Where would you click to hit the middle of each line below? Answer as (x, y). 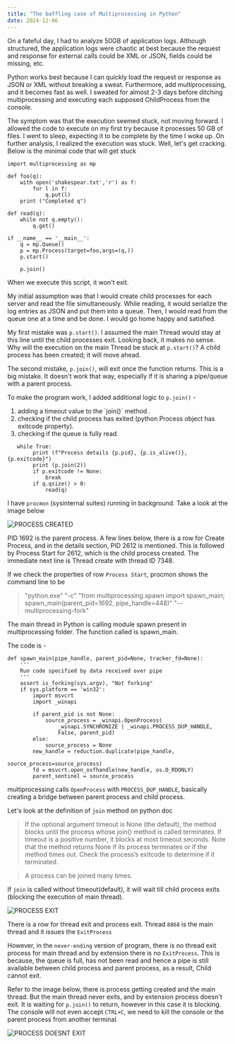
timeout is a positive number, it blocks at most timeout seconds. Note (125, 839)
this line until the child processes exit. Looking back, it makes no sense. (111, 340)
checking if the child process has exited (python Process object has (116, 418)
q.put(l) (58, 195)
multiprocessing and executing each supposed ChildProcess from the (109, 99)
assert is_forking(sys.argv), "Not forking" (86, 683)
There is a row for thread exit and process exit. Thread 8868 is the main (110, 924)
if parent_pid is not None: (74, 714)
